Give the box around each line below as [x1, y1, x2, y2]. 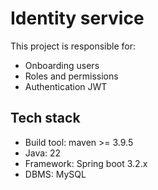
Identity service [10, 7, 145, 30]
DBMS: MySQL [24, 168, 87, 180]
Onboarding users [24, 59, 100, 71]
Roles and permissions [24, 70, 119, 82]
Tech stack [10, 110, 81, 127]
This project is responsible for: [10, 40, 136, 52]
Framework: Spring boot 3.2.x [24, 157, 148, 169]
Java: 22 [24, 147, 62, 159]
